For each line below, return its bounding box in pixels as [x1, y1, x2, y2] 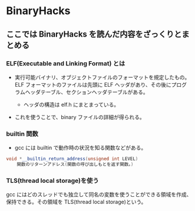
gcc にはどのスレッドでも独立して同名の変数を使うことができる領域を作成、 [6, 191, 192, 198]
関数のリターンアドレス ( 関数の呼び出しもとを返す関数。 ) [16, 161, 134, 167]
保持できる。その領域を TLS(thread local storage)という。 [6, 199, 147, 206]
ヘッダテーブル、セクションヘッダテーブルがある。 [25, 88, 148, 95]
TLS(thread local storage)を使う [6, 176, 99, 184]
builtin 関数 [6, 130, 38, 138]
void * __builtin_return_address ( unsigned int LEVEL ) [6, 156, 138, 162]
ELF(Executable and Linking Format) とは [6, 59, 125, 67]
